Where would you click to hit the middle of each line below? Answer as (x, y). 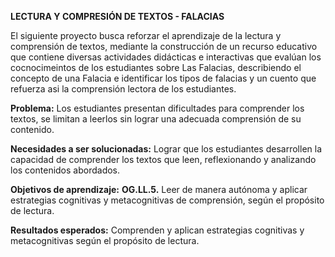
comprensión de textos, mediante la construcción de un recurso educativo (164, 46)
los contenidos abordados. (65, 170)
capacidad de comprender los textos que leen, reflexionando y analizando (163, 159)
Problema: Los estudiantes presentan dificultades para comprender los (157, 108)
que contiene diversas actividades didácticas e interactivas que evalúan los (166, 57)
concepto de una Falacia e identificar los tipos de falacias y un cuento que (163, 78)
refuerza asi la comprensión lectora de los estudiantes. (123, 89)
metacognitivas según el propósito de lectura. (105, 240)
